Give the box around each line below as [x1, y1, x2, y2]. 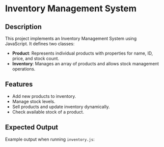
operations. [12, 66, 36, 72]
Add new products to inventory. [12, 93, 76, 99]
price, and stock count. [12, 56, 59, 61]
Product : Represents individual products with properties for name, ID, [12, 50, 153, 56]
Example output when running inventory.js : [5, 136, 95, 142]
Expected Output [5, 123, 58, 132]
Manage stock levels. [12, 98, 55, 104]
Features [5, 80, 33, 88]
